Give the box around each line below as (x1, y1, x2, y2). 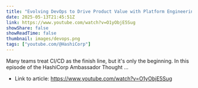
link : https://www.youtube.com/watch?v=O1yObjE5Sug (6, 19, 136, 25)
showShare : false (6, 25, 49, 31)
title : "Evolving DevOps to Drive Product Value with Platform (6, 8, 165, 15)
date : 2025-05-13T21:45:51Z (6, 14, 75, 20)
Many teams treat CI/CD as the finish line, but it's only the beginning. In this (6, 57, 190, 65)
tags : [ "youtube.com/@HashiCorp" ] (6, 42, 91, 48)
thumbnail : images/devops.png (6, 36, 81, 42)
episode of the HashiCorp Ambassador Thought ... (6, 63, 128, 70)
